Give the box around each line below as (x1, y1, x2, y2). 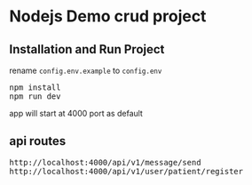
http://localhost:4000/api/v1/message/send (9, 157, 201, 167)
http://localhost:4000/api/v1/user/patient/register (9, 166, 244, 176)
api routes (9, 133, 67, 149)
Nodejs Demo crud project (9, 6, 207, 27)
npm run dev (9, 92, 61, 101)
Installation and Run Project (9, 42, 165, 57)
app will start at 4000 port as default (9, 109, 144, 118)
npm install (9, 83, 61, 92)
